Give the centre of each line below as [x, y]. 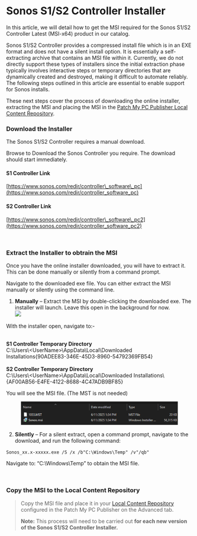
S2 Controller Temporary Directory [50, 369]
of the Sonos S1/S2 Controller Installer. [69, 527]
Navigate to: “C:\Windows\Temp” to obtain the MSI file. [73, 464]
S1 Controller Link [28, 173]
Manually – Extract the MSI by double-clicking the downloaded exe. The [103, 301]
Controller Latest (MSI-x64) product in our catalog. [68, 33]
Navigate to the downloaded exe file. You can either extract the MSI [88, 283]
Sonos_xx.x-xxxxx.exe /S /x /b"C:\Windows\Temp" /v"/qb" [78, 452]
